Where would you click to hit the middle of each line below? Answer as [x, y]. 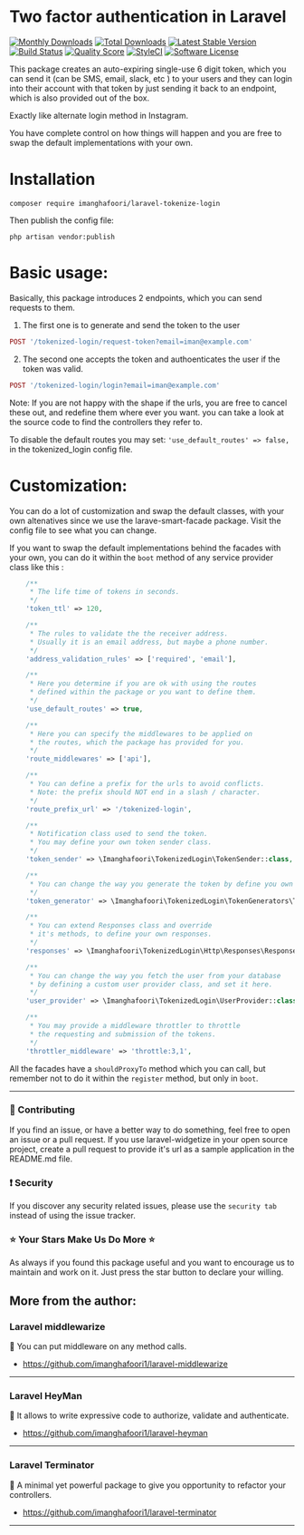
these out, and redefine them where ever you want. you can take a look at [147, 412]
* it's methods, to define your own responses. [121, 934]
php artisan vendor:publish [62, 237]
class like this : [37, 567]
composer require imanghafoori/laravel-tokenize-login [115, 203]
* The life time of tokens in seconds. [104, 592]
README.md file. [41, 1159]
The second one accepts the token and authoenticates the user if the [151, 359]
